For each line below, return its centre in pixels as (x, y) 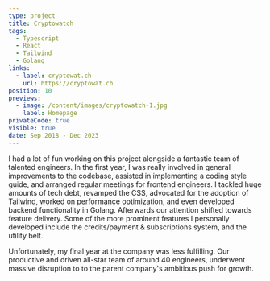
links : (19, 68)
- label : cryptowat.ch (54, 76)
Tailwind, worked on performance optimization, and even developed (122, 201)
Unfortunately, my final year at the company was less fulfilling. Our (119, 251)
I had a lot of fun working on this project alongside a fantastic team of (124, 159)
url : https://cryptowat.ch (68, 83)
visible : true (32, 128)
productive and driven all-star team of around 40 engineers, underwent (127, 259)
